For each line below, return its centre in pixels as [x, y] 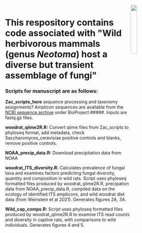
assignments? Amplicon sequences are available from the [64, 107]
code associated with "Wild [64, 33]
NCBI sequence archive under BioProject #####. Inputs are [66, 113]
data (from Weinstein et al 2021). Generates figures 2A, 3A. [66, 200]
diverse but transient [49, 65]
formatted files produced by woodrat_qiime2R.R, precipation [67, 184]
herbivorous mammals [53, 44]
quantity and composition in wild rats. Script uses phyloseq [66, 178]
